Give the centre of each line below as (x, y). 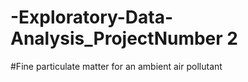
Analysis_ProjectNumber (116, 38)
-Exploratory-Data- (92, 17)
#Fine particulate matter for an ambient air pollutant (116, 66)
